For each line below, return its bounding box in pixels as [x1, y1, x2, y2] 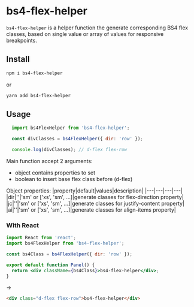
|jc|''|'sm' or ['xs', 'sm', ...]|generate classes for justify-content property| [6, 200, 184, 207]
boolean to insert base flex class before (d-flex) [14, 175, 133, 182]
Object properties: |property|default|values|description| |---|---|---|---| [6, 187, 183, 194]
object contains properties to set [14, 169, 96, 176]
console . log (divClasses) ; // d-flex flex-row [11, 147, 128, 153]
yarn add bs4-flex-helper [6, 92, 71, 98]
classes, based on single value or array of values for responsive [6, 30, 164, 37]
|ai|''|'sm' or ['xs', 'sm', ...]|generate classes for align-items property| [6, 206, 177, 213]
